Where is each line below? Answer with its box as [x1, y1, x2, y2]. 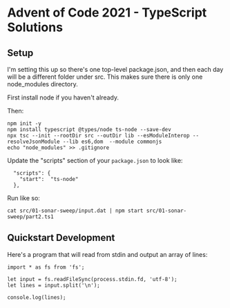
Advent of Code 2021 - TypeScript [7, 5, 207, 21]
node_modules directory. [7, 80, 78, 88]
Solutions [7, 19, 64, 35]
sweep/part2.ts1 [7, 213, 54, 220]
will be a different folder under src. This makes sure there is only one [7, 73, 203, 81]
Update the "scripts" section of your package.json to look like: [7, 157, 183, 164]
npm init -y [7, 120, 41, 127]
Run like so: [7, 194, 40, 202]
